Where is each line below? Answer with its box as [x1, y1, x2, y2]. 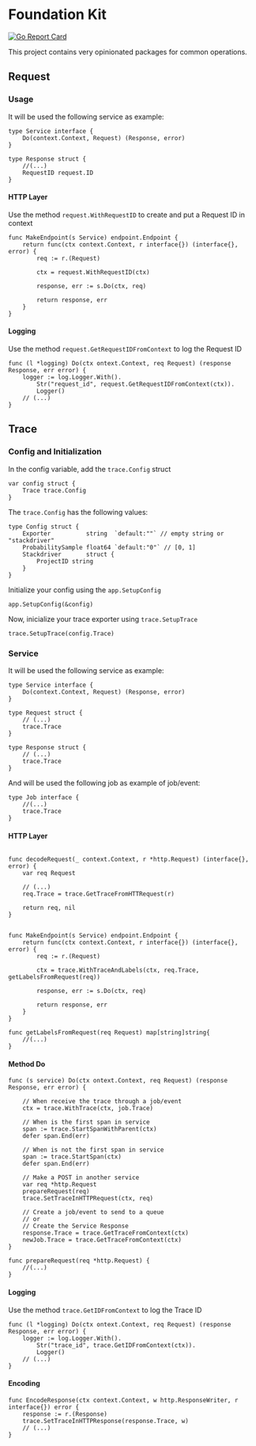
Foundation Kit [8, 6, 107, 24]
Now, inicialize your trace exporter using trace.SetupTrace [8, 614, 198, 623]
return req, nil [22, 904, 77, 912]
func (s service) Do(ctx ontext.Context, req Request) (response [8, 1077, 228, 1085]
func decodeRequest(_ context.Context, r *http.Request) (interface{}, [8, 855, 249, 864]
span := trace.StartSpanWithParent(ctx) [22, 1125, 157, 1133]
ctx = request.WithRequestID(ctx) [36, 268, 150, 276]
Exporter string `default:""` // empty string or [22, 529, 224, 538]
